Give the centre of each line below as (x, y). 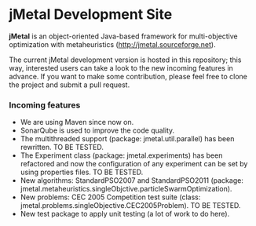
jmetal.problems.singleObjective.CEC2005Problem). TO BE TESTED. (130, 206)
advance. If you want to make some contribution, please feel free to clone (128, 76)
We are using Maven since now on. (77, 122)
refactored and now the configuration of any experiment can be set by (134, 164)
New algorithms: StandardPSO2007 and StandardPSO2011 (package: (132, 180)
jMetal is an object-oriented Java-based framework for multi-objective (123, 36)
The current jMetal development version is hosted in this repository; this (125, 60)
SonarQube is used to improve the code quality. (97, 130)
